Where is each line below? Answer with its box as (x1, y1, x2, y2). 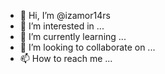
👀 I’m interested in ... (19, 20, 105, 32)
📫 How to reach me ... (19, 53, 113, 64)
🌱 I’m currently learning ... (19, 31, 127, 42)
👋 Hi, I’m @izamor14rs (19, 10, 111, 21)
